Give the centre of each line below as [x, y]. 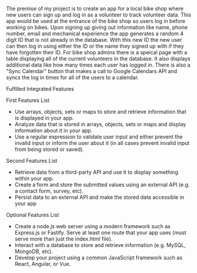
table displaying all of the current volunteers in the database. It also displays [98, 59]
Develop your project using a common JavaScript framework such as [98, 258]
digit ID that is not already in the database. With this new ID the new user [94, 40]
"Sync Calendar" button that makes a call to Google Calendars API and [92, 71]
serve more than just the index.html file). [64, 239]
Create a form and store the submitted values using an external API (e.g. [102, 185]
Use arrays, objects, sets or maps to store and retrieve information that [100, 112]
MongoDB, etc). [34, 251]
